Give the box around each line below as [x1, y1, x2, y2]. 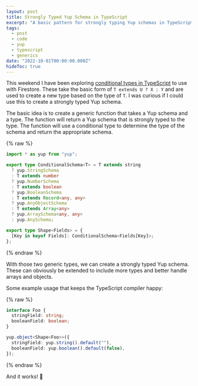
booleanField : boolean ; [11, 318, 70, 324]
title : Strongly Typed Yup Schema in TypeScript [6, 14, 128, 20]
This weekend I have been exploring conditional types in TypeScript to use [6, 80, 187, 87]
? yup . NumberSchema [11, 178, 60, 184]
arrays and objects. [6, 273, 53, 280]
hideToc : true [6, 63, 41, 70]
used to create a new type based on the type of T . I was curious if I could [6, 92, 184, 99]
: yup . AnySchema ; [11, 217, 54, 223]
